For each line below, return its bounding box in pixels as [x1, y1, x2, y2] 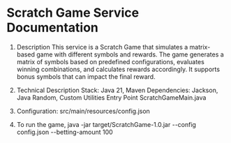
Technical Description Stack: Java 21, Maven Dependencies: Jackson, [16, 86, 218, 94]
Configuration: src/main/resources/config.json [16, 107, 151, 115]
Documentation [6, 20, 99, 36]
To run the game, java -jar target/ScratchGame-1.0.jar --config [16, 120, 197, 128]
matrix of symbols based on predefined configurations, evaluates [16, 57, 205, 66]
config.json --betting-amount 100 [16, 128, 113, 136]
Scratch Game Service [6, 5, 140, 21]
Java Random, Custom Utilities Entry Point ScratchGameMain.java [16, 93, 207, 102]
